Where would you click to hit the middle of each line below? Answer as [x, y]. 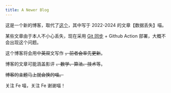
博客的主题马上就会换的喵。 [35, 75]
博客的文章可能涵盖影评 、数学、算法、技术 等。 [55, 64]
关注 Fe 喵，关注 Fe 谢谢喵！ [35, 85]
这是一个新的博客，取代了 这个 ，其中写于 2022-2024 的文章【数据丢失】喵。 [86, 25]
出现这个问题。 [25, 42]
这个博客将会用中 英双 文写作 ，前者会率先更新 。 [55, 53]
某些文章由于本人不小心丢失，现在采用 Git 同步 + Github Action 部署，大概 [83, 36]
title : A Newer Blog [27, 10]
